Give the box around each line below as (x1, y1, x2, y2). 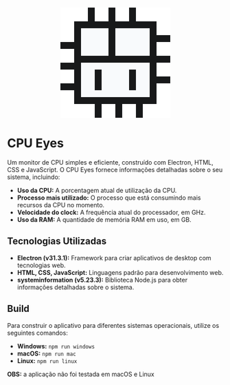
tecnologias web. (16, 261, 66, 269)
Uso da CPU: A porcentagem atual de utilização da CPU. (16, 186, 177, 194)
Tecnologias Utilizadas (7, 236, 107, 247)
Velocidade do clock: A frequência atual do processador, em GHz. (16, 208, 206, 216)
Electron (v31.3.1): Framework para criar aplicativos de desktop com (16, 253, 211, 262)
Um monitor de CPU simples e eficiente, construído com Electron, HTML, (7, 158, 214, 166)
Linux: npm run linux (16, 356, 78, 365)
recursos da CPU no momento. (16, 200, 105, 209)
